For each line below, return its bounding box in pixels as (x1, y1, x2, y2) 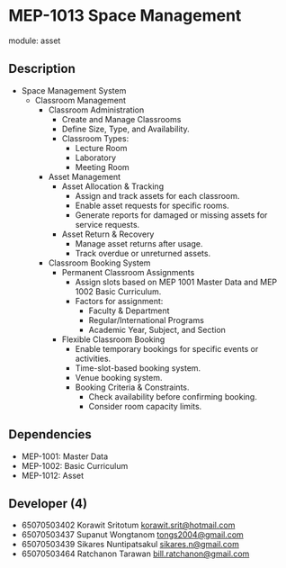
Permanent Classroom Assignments (61, 266, 195, 277)
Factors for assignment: (75, 295, 164, 306)
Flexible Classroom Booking (61, 334, 165, 345)
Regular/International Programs (88, 314, 204, 325)
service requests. (75, 219, 140, 230)
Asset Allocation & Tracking (61, 181, 164, 192)
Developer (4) (8, 496, 87, 511)
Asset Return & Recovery (61, 229, 155, 239)
